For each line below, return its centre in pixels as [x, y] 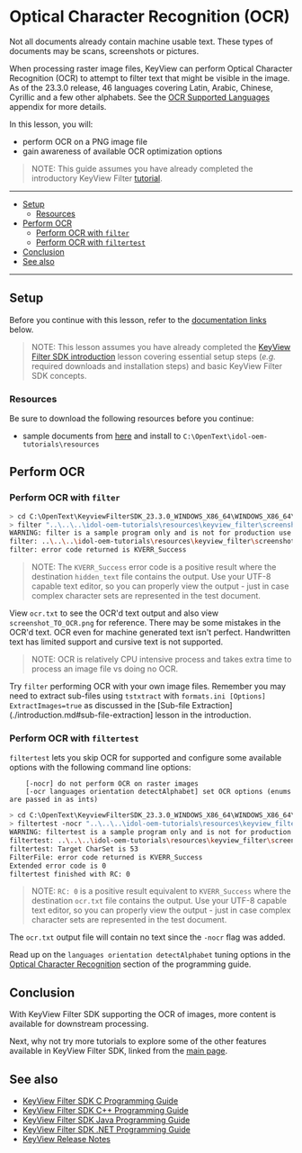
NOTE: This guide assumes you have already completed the [142, 168]
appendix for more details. [58, 106]
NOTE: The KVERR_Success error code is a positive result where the [154, 567]
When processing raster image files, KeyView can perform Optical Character [151, 68]
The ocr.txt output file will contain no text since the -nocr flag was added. [147, 937]
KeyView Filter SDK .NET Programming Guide [106, 1130]
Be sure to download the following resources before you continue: [132, 419]
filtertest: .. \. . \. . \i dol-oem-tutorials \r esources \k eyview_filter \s [142, 841]
